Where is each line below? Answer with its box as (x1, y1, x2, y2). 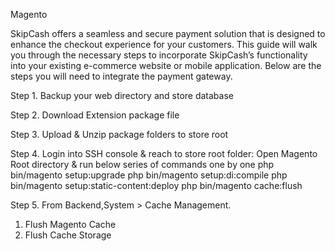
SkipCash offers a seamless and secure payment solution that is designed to (10, 28, 326, 39)
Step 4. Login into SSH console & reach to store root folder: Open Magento (10, 148, 318, 159)
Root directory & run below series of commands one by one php (10, 159, 275, 170)
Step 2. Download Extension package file (10, 109, 180, 121)
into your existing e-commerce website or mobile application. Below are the (10, 60, 322, 71)
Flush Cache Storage (24, 229, 112, 241)
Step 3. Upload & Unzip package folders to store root (10, 129, 229, 140)
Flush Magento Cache (24, 219, 117, 230)
